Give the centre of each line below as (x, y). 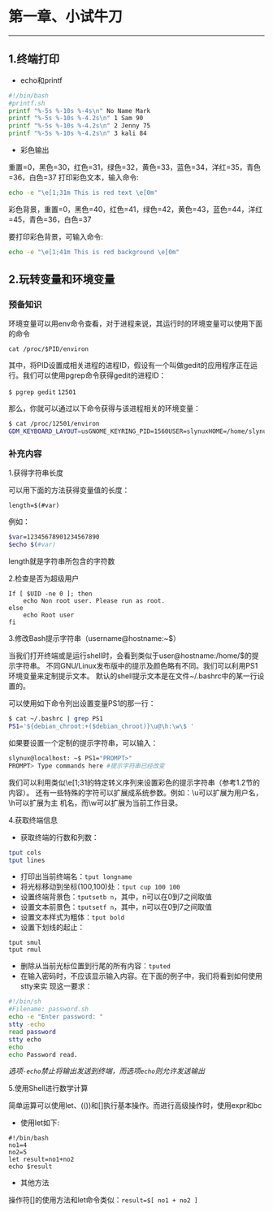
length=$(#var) (34, 506)
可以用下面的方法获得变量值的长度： (69, 490)
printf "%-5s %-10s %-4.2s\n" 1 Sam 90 (76, 119)
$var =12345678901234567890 (54, 537)
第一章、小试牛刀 (66, 17)
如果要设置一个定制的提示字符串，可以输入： (83, 742)
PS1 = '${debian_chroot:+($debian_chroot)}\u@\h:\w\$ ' (102, 727)
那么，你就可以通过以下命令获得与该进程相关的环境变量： (104, 409)
